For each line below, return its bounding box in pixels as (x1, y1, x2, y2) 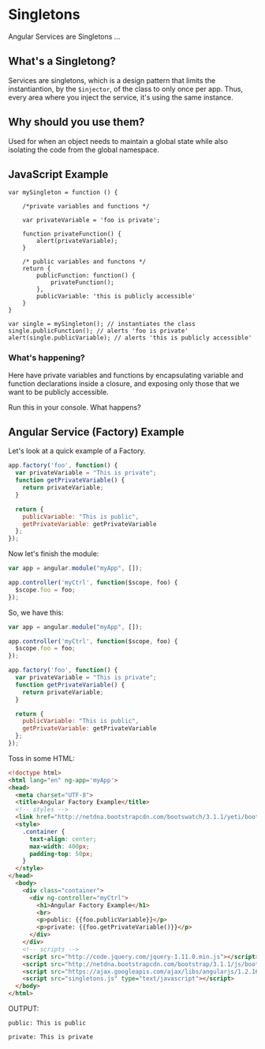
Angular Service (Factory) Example (8, 426, 185, 439)
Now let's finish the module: (8, 549, 99, 559)
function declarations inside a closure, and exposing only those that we (8, 378, 240, 388)
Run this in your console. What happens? (8, 402, 141, 412)
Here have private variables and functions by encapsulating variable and (8, 370, 244, 380)
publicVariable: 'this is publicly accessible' (36, 293, 196, 301)
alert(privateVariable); (36, 237, 118, 245)
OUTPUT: (8, 1004, 39, 1013)
